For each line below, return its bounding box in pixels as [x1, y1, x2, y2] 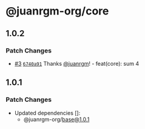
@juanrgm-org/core [5, 4, 109, 18]
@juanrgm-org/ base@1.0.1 [23, 116, 90, 123]
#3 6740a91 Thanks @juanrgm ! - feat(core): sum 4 [14, 60, 140, 67]
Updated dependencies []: [14, 109, 81, 116]
